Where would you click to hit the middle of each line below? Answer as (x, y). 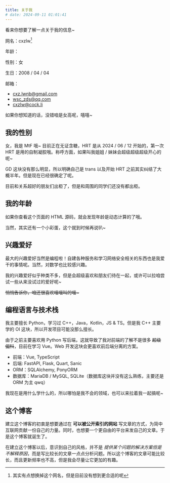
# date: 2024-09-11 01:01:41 (36, 15)
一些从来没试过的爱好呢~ (35, 281)
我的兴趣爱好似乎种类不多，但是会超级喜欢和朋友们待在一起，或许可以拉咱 (83, 275)
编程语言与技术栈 (32, 310)
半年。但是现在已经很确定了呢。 (43, 175)
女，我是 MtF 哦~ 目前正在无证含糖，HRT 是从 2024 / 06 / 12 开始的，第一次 (85, 145)
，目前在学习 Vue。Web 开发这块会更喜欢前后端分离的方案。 (77, 346)
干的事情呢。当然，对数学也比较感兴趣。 (47, 264)
